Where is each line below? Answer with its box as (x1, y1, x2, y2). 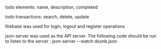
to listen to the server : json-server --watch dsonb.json (5, 38, 117, 44)
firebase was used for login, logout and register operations (5, 23, 125, 29)
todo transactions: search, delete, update (5, 14, 89, 19)
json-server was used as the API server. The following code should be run (5, 33, 157, 39)
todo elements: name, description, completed (5, 4, 98, 10)
